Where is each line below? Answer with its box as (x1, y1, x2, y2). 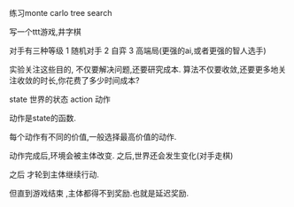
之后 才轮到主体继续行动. (9, 169, 99, 180)
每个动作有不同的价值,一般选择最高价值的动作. (9, 132, 177, 142)
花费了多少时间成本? (66, 75, 140, 86)
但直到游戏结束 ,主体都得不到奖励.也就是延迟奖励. (9, 188, 190, 198)
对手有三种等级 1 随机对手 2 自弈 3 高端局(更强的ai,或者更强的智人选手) (9, 45, 267, 56)
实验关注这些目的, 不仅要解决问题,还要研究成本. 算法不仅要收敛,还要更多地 (9, 65, 279, 74)
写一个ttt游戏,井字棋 (9, 27, 81, 37)
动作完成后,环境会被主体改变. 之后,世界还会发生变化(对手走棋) (9, 150, 234, 161)
